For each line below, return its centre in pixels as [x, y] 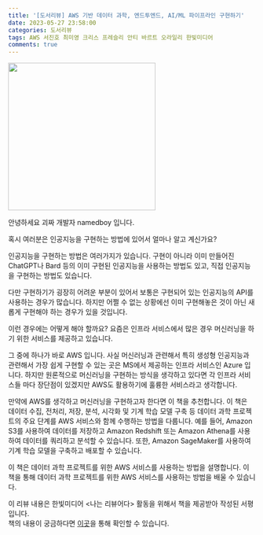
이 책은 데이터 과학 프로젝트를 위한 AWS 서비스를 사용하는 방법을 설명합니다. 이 [129, 467]
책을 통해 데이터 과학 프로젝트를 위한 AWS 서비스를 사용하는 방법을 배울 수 [122, 478]
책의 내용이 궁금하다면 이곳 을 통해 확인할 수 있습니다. [89, 523]
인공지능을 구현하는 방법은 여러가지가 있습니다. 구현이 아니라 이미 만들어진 [121, 256]
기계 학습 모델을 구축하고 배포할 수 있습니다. [75, 451]
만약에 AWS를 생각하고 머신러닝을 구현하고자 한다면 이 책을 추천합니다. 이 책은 [128, 401]
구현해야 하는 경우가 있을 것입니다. [75, 312]
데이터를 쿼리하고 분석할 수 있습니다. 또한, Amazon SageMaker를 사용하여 [137, 441]
